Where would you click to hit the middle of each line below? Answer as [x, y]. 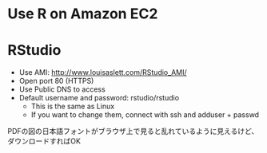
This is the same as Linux [73, 106]
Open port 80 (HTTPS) [56, 81]
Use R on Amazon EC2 [83, 14]
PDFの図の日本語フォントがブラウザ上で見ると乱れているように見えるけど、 [133, 131]
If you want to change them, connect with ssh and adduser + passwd [145, 115]
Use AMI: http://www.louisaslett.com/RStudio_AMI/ [103, 73]
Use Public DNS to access [62, 89]
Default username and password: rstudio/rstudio [99, 98]
